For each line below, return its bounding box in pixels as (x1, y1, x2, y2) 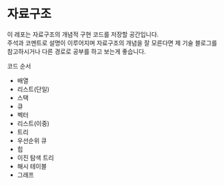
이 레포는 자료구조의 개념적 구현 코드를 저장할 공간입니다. (7, 30, 159, 38)
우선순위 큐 (16, 136, 47, 145)
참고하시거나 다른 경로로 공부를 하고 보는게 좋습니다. (7, 47, 146, 56)
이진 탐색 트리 (16, 153, 54, 162)
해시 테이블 (16, 162, 47, 170)
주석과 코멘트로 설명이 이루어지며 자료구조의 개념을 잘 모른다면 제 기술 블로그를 (7, 38, 218, 47)
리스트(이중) (16, 119, 50, 127)
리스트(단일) (16, 85, 50, 93)
